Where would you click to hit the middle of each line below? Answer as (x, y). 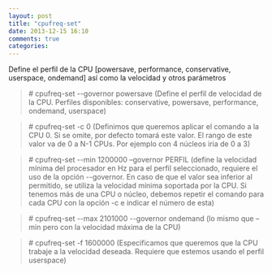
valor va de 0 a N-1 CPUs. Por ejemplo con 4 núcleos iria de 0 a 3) (139, 144)
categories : (28, 46)
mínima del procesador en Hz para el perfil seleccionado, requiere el (143, 168)
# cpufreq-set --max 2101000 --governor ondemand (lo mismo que (141, 219)
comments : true (34, 39)
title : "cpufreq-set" (45, 24)
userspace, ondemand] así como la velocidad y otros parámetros (117, 78)
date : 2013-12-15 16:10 (49, 31)
